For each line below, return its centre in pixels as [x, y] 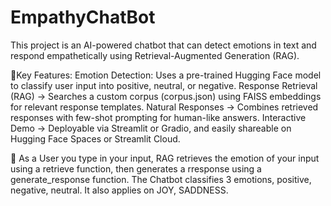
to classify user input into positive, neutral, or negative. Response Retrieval [164, 85]
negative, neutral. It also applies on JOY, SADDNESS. [119, 190]
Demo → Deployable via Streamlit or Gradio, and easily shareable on [151, 128]
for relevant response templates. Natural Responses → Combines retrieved [164, 107]
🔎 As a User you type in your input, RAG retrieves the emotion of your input [165, 158]
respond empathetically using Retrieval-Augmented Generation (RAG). [155, 55]
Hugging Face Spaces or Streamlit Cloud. [95, 138]
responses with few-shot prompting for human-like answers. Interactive [158, 117]
